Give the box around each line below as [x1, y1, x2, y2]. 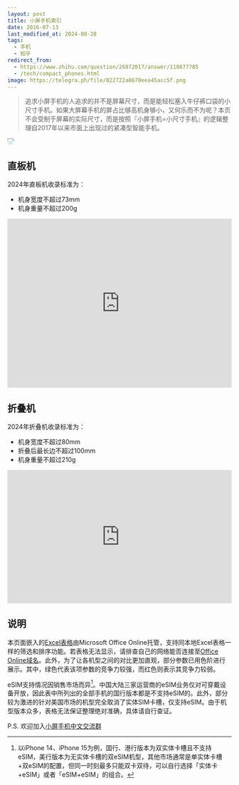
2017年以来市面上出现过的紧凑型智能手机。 [37, 124, 164, 132]
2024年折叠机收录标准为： [7, 423, 85, 431]
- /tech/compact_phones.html [14, 70, 100, 77]
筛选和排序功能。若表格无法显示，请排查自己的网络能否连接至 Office [19, 647, 219, 655]
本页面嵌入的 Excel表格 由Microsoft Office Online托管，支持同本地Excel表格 [7, 638, 225, 646]
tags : [7, 37, 23, 44]
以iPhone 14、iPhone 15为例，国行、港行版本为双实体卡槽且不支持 [17, 744, 212, 752]
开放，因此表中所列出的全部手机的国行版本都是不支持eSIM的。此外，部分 [13, 689, 228, 697]
